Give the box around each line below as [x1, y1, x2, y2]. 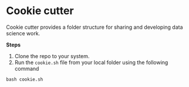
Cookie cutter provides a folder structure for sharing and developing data [6, 24, 183, 31]
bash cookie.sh [6, 76, 43, 82]
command [14, 65, 39, 72]
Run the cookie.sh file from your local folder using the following [14, 59, 168, 66]
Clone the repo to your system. [14, 52, 90, 59]
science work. [6, 29, 41, 36]
